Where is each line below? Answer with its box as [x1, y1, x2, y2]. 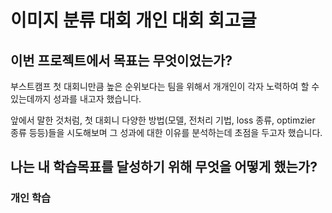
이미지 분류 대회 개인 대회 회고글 [10, 9, 257, 32]
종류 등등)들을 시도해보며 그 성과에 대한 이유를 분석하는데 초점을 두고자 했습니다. [10, 127, 323, 138]
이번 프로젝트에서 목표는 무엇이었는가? [10, 52, 233, 69]
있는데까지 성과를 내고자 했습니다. [10, 93, 142, 105]
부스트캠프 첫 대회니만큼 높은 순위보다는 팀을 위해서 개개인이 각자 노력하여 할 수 [10, 81, 320, 92]
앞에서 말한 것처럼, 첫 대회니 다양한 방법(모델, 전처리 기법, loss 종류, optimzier [10, 114, 316, 126]
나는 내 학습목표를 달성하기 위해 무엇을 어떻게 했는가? [10, 159, 318, 176]
